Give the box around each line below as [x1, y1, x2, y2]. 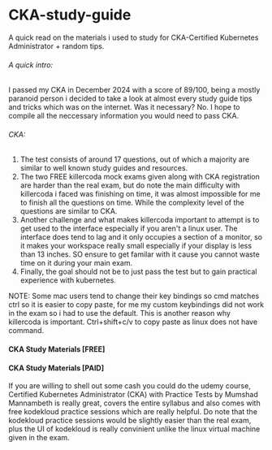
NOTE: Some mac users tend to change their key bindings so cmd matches [8, 291, 260, 301]
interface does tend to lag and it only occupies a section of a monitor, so [19, 232, 263, 242]
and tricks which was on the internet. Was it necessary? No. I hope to [8, 102, 240, 112]
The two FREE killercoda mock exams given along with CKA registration [19, 172, 260, 182]
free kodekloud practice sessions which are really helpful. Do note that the [8, 407, 258, 417]
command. [8, 326, 45, 335]
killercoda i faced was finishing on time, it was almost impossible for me [19, 189, 261, 199]
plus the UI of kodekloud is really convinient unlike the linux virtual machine [8, 424, 261, 434]
